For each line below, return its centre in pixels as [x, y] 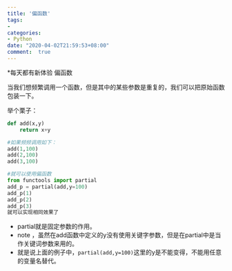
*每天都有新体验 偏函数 [40, 72]
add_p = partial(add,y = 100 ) [48, 187]
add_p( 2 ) [20, 200]
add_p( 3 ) [20, 206]
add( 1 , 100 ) [23, 149]
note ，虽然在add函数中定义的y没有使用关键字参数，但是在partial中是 [116, 235]
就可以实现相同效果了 [33, 212]
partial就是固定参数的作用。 [57, 227]
